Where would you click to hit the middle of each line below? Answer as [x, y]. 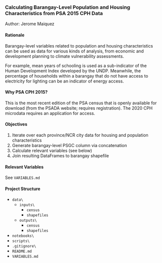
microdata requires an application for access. [50, 113]
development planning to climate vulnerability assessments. [65, 56]
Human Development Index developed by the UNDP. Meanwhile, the [73, 71]
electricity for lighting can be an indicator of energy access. [65, 81]
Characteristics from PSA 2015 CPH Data [54, 13]
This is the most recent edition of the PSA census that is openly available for [81, 103]
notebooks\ [23, 236]
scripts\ [21, 241]
